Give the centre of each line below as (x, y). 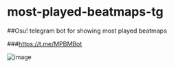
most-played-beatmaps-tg (85, 12)
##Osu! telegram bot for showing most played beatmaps (87, 31)
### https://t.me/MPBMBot (45, 44)
